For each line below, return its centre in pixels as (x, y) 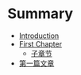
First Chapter (40, 43)
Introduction (39, 36)
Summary (40, 14)
